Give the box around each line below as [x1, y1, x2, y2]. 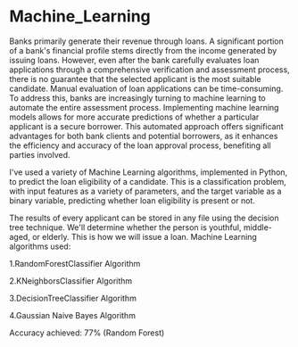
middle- [243, 221, 272, 233]
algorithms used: [9, 241, 71, 252]
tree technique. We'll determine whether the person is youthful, [9, 221, 243, 233]
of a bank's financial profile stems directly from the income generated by [9, 45, 277, 55]
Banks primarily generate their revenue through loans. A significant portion [9, 36, 284, 46]
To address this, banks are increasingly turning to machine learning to [9, 92, 266, 103]
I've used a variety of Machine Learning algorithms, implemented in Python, [9, 167, 288, 178]
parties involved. [9, 149, 70, 160]
